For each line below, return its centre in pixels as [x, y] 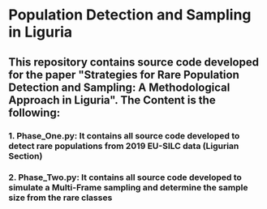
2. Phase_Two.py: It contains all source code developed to [125, 177]
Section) [26, 156]
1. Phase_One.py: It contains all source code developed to [124, 135]
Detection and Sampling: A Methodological [119, 87]
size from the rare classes [60, 198]
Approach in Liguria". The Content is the [112, 100]
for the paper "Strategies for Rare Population [124, 75]
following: [34, 112]
